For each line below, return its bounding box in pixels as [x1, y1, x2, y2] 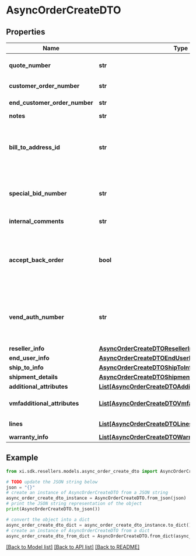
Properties [6, 27, 45, 37]
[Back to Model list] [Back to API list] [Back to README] [6, 544, 140, 551]
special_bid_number [9, 190, 67, 197]
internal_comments [9, 217, 64, 225]
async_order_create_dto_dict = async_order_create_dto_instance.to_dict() [6, 522, 192, 528]
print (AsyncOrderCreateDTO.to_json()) [6, 506, 100, 512]
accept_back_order [9, 256, 64, 264]
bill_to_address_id [9, 143, 60, 151]
